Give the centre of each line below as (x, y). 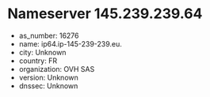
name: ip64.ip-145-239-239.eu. (70, 43)
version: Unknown (48, 77)
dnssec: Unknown (48, 86)
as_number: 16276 (49, 35)
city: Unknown (42, 52)
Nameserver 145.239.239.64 (105, 14)
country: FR (38, 61)
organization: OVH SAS (57, 69)
